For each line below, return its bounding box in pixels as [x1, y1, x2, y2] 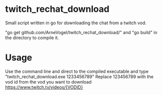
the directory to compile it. [5, 35, 59, 41]
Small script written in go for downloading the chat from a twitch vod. [5, 20, 147, 26]
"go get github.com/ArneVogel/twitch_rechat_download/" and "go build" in [5, 29, 158, 35]
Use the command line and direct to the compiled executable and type [5, 68, 149, 74]
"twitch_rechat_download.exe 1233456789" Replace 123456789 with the [5, 73, 154, 80]
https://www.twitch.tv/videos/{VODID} [5, 84, 83, 90]
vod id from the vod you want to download [5, 79, 92, 85]
